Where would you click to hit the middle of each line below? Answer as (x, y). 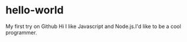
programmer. (21, 32)
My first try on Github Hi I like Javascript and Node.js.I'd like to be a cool (93, 26)
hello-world (35, 10)
